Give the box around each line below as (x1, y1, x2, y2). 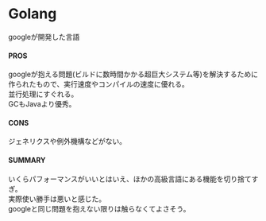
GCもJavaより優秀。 (8, 99, 76, 109)
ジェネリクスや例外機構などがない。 (8, 137, 127, 146)
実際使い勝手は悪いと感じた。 (8, 194, 106, 204)
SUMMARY (8, 155, 46, 165)
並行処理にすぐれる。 (8, 89, 79, 99)
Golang (8, 5, 57, 23)
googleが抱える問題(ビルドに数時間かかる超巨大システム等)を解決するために (8, 69, 258, 79)
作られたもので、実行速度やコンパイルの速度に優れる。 (8, 79, 189, 89)
